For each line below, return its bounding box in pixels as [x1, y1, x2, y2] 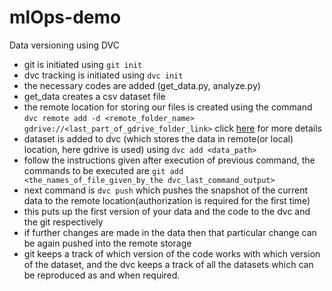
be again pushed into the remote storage [23, 237, 192, 249]
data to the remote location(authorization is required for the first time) [23, 194, 311, 206]
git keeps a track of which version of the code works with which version [23, 247, 321, 260]
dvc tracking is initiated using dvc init [23, 69, 184, 81]
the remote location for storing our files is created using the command [23, 101, 313, 113]
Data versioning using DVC [9, 39, 120, 51]
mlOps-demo [9, 6, 122, 29]
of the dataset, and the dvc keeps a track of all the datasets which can [23, 258, 314, 270]
